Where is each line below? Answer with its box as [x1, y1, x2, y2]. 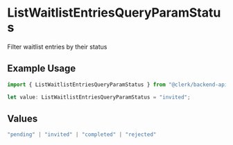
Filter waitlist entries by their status [7, 42, 107, 51]
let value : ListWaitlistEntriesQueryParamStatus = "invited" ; [7, 94, 191, 101]
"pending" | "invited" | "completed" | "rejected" [7, 131, 157, 138]
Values [7, 112, 38, 124]
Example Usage [7, 62, 76, 74]
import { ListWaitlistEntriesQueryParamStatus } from [7, 81, 166, 88]
